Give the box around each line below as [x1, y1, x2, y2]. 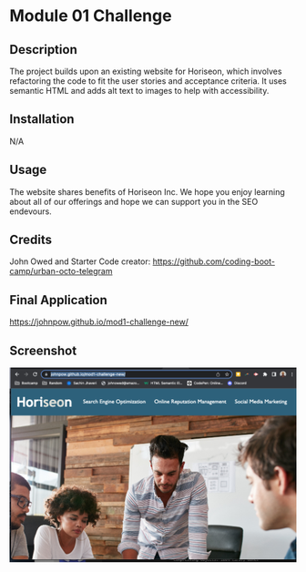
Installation [9, 111, 75, 128]
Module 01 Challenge [9, 5, 172, 26]
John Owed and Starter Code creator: [9, 256, 151, 267]
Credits [9, 232, 53, 248]
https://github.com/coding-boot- [152, 256, 276, 267]
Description [9, 42, 77, 57]
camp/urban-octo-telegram [9, 266, 113, 277]
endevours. [9, 206, 52, 217]
